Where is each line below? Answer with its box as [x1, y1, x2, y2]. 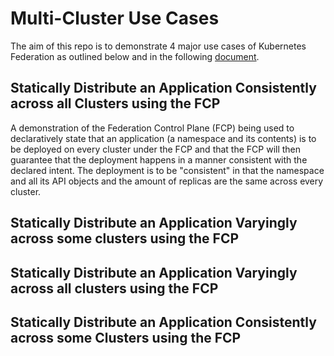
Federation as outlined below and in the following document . [10, 50, 260, 62]
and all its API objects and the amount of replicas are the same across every [10, 175, 324, 187]
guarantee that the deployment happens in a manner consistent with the [10, 153, 308, 166]
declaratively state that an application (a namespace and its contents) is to [10, 132, 317, 144]
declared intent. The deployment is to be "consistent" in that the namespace [10, 164, 325, 176]
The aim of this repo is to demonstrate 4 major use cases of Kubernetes [10, 40, 307, 52]
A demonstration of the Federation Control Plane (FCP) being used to [10, 122, 295, 134]
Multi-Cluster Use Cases [10, 7, 220, 30]
